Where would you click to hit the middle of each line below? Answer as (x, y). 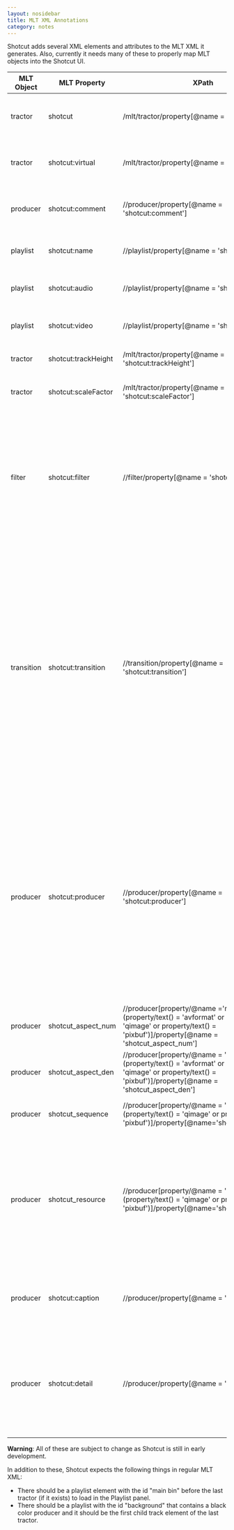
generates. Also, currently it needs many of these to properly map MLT (109, 54)
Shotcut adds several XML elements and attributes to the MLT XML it (106, 47)
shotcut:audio (71, 288)
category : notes (31, 27)
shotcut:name (71, 250)
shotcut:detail (71, 1383)
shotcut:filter (69, 477)
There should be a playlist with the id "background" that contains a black (122, 1506)
